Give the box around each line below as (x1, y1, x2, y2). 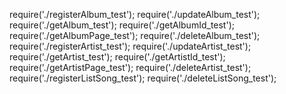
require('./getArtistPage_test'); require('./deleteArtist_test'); (9, 62, 252, 73)
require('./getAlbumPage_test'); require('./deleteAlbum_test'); (9, 30, 261, 41)
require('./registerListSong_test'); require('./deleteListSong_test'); (9, 72, 277, 84)
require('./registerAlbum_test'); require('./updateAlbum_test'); (9, 9, 261, 20)
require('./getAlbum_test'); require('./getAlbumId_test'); (9, 19, 235, 31)
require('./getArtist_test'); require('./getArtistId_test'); (9, 51, 226, 63)
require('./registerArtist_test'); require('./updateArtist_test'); (9, 40, 252, 52)
